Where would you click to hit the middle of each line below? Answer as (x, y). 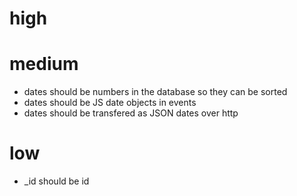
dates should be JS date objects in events (110, 103)
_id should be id (56, 181)
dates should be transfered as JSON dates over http (131, 113)
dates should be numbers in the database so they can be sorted (155, 92)
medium (44, 64)
